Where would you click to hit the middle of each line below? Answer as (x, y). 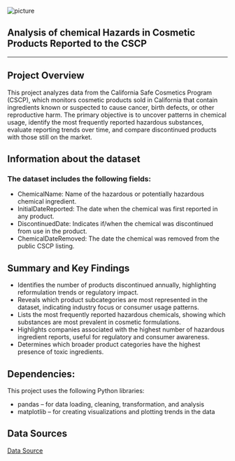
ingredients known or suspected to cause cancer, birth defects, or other (111, 107)
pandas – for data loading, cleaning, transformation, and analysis (111, 404)
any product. (36, 216)
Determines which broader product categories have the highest (109, 345)
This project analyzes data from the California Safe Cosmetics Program (109, 92)
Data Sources (37, 434)
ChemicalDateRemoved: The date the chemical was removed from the (118, 239)
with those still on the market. (50, 137)
